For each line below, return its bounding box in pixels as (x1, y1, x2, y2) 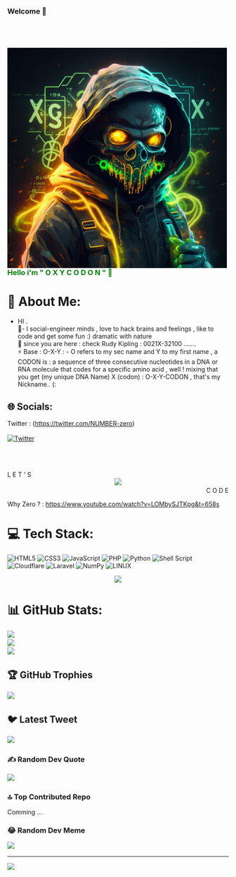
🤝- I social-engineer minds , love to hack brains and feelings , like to (17, 324, 214, 333)
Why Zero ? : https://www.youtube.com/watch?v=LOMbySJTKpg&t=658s (7, 500, 220, 508)
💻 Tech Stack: (7, 526, 94, 542)
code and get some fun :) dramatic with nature (17, 332, 152, 341)
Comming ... (7, 808, 43, 816)
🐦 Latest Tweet (7, 713, 78, 725)
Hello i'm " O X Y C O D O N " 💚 (7, 268, 113, 278)
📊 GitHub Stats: (7, 602, 103, 618)
